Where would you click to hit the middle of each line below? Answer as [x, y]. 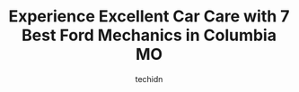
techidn [149, 79]
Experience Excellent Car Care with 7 [149, 17]
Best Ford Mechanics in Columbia [149, 35]
